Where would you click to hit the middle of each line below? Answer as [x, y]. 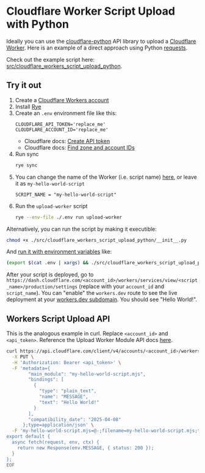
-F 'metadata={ [31, 368]
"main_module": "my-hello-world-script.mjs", [87, 374]
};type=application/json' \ [58, 425]
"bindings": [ [46, 380]
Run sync [27, 154]
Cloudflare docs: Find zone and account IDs [80, 147]
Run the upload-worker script [51, 206]
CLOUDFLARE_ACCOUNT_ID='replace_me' [62, 130]
